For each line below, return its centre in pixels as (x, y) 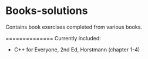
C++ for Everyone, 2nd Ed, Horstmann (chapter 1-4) (77, 49)
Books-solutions (47, 11)
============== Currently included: (53, 38)
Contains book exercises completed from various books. (74, 27)
